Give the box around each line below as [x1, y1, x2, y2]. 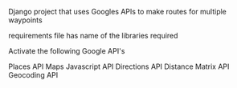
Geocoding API [8, 70, 59, 79]
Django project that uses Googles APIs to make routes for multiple [8, 7, 227, 16]
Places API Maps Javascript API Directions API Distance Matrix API [8, 62, 230, 71]
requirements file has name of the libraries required [8, 31, 178, 40]
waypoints [8, 15, 43, 25]
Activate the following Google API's [8, 46, 125, 55]
